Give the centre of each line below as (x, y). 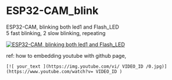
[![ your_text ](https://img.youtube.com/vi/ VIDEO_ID (75, 66)
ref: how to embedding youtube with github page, (66, 55)
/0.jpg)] (156, 66)
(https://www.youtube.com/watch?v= (50, 71)
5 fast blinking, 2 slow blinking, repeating (56, 33)
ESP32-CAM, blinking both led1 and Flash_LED (63, 27)
